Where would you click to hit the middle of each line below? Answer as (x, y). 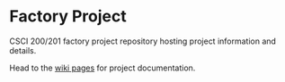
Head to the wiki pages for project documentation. (102, 68)
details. (23, 50)
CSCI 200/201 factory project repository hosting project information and (143, 41)
